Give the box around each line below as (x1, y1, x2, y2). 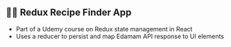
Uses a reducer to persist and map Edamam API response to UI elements (15, 32, 224, 40)
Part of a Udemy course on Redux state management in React (15, 25, 193, 33)
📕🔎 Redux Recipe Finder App (6, 7, 132, 18)
